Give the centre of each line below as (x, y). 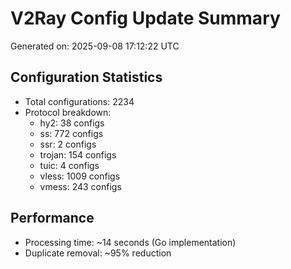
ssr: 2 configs (68, 144)
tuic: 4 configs (69, 165)
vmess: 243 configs (80, 186)
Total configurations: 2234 (79, 101)
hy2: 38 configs (72, 123)
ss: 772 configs (71, 133)
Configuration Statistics (86, 77)
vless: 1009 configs (80, 176)
